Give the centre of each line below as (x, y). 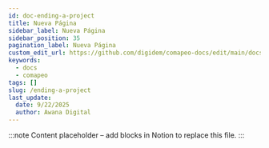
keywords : (25, 61)
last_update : (30, 98)
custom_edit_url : (37, 53)
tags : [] (23, 82)
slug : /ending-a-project (50, 90)
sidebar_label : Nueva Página (57, 30)
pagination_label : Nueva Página (62, 46)
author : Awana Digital (53, 113)
